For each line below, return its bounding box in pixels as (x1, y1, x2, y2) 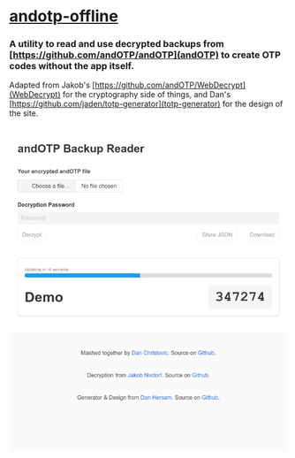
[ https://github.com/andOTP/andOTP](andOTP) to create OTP (9, 49, 281, 61)
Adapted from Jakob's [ (9, 80, 95, 90)
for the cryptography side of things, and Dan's (62, 89, 231, 100)
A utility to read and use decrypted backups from (9, 38, 224, 50)
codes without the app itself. (9, 60, 134, 73)
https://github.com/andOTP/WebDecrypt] (95, 80, 246, 90)
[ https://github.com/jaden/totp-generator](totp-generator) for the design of (9, 99, 284, 110)
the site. (9, 108, 39, 118)
